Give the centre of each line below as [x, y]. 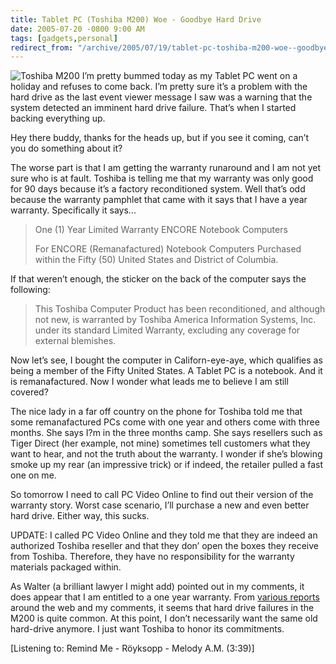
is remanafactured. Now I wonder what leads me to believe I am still [149, 382]
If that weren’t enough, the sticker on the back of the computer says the [158, 279]
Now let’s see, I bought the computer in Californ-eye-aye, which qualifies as [166, 360]
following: [30, 290]
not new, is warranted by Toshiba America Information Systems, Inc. [175, 320]
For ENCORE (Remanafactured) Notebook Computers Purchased [168, 249]
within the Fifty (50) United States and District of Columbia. [156, 260]
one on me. [33, 475]
